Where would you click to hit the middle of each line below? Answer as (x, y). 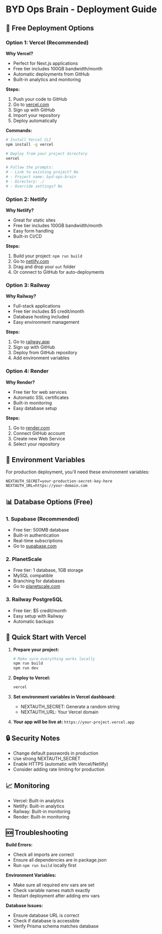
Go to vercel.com (31, 104)
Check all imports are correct (44, 854)
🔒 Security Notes (33, 738)
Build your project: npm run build (48, 256)
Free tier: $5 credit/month (40, 610)
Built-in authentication (36, 535)
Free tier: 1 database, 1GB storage (48, 570)
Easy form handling (33, 231)
